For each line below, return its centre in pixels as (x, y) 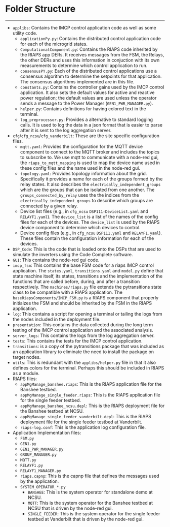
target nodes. (27, 357)
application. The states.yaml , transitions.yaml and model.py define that (88, 270)
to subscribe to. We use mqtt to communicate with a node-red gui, (89, 157)
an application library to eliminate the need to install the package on (83, 352)
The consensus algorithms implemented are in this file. (77, 81)
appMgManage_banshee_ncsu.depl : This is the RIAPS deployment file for (92, 406)
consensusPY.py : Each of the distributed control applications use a (88, 71)
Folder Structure (40, 9)
